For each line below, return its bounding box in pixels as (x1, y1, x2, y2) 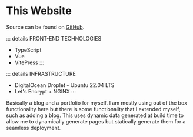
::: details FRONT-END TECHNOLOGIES (6, 35, 102, 42)
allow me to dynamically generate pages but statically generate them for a (6, 118, 186, 125)
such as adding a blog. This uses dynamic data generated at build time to (6, 112, 184, 119)
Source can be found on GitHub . (6, 24, 85, 31)
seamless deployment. (6, 124, 61, 131)
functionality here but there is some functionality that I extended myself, (6, 105, 181, 112)
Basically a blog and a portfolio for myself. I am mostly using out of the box (6, 99, 187, 106)
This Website (6, 4, 72, 18)
